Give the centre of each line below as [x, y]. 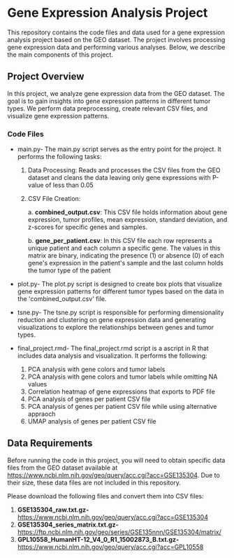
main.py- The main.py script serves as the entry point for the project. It [119, 149]
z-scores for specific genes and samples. [88, 227]
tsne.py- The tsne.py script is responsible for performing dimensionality [120, 312]
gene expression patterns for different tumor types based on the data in [120, 291]
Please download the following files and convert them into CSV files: [105, 496]
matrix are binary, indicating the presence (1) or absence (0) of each [126, 256]
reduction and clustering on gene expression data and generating [111, 320]
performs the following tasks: [59, 157]
